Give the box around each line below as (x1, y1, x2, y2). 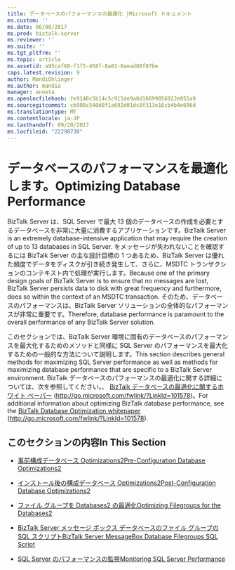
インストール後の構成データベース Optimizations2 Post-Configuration (17, 479, 216, 487)
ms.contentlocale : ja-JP (7, 115, 80, 122)
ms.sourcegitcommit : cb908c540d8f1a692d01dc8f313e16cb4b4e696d (7, 102, 196, 109)
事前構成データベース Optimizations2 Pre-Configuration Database (17, 456, 206, 465)
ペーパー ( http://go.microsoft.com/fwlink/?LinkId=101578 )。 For (27, 391, 208, 400)
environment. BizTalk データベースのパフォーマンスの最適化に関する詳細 (7, 374, 217, 382)
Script (17, 540, 35, 549)
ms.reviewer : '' (7, 37, 55, 44)
